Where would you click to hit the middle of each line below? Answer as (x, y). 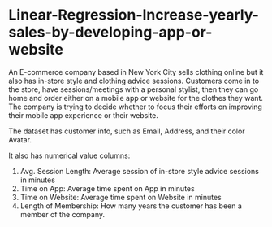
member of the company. (63, 214)
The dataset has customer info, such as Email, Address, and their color (127, 131)
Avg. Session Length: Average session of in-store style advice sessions (140, 171)
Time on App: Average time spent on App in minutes (107, 188)
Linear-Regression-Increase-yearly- (134, 15)
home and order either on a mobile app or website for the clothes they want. (136, 98)
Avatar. (20, 139)
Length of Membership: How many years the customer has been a (131, 206)
